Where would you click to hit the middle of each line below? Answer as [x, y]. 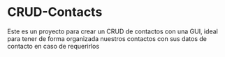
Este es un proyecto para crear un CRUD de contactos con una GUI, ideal [112, 31]
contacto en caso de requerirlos [53, 46]
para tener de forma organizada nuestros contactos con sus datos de [107, 38]
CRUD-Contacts [55, 12]
